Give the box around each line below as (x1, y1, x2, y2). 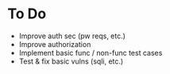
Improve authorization (18, 39, 91, 49)
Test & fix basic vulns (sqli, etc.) (18, 56, 124, 66)
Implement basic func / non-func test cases (18, 48, 163, 57)
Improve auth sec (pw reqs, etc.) (18, 31, 126, 41)
